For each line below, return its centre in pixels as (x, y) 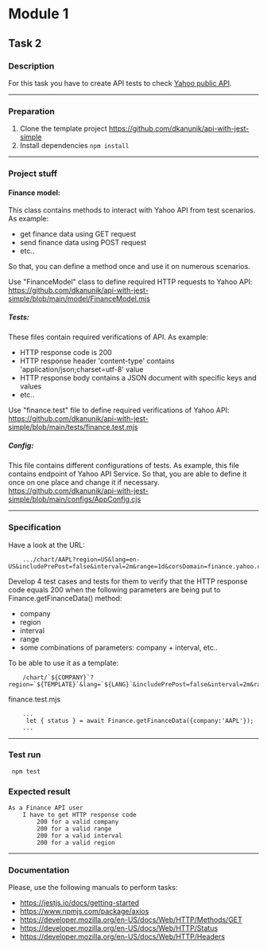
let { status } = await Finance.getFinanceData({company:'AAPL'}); (140, 721)
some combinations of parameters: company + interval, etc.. (119, 647)
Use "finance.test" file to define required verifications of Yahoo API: (119, 410)
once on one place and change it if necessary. (84, 482)
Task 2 (25, 43)
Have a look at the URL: (47, 545)
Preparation (32, 111)
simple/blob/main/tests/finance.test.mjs (73, 428)
